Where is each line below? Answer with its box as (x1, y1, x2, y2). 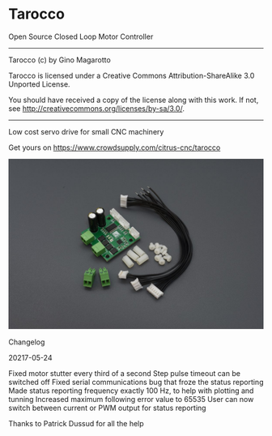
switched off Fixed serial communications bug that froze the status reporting (8, 377, 264, 387)
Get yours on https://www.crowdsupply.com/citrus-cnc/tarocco (8, 143, 221, 152)
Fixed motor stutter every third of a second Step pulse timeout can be (8, 368, 241, 378)
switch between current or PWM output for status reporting (8, 403, 206, 412)
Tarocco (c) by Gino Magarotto (8, 54, 111, 65)
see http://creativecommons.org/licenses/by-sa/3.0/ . (8, 103, 185, 113)
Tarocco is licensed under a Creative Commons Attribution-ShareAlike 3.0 (8, 71, 255, 80)
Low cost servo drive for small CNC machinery (8, 126, 164, 136)
